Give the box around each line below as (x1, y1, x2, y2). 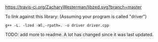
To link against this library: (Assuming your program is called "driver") (5, 14, 147, 19)
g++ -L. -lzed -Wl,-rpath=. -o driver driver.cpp (5, 23, 110, 28)
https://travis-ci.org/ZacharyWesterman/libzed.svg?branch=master (5, 4, 142, 10)
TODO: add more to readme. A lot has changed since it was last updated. (5, 32, 154, 37)
